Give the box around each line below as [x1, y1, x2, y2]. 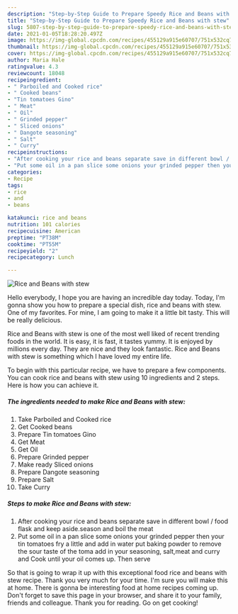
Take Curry [17, 483, 51, 491]
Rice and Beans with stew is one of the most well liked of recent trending [7, 330, 220, 338]
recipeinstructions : [7, 149, 69, 156]
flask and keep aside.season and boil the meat [17, 525, 154, 533]
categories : [7, 168, 42, 176]
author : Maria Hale [7, 57, 65, 64]
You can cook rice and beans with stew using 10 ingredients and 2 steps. [7, 374, 220, 382]
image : [7, 37, 27, 44]
